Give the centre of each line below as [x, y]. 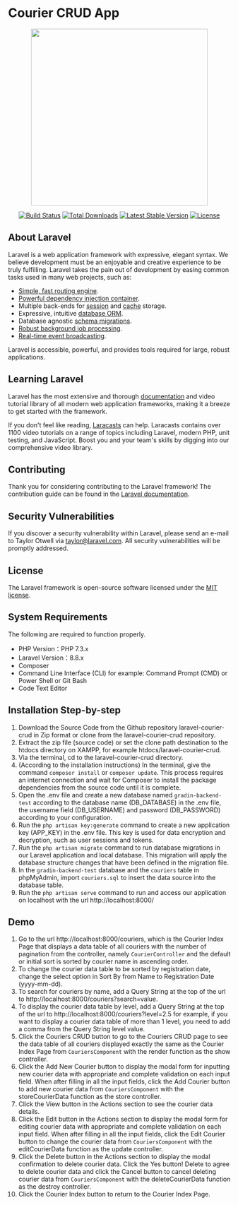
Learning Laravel [46, 379]
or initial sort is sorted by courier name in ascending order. [103, 961]
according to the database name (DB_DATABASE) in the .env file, [127, 802]
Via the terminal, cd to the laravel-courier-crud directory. [101, 757]
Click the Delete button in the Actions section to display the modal [114, 1157]
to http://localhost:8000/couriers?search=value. [88, 999]
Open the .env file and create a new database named [95, 795]
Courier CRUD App [64, 13]
